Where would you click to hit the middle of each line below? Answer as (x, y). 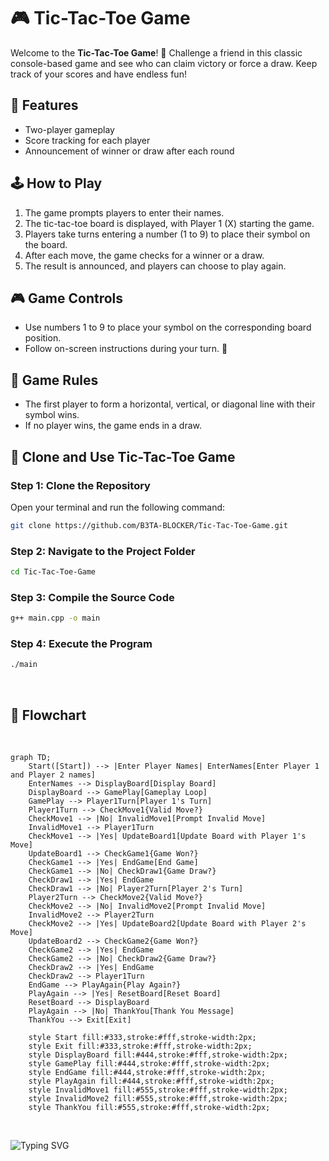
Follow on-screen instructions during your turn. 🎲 (126, 349)
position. (43, 338)
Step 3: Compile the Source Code (92, 597)
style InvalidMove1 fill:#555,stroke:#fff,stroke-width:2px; (158, 1090)
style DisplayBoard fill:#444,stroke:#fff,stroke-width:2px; (158, 1055)
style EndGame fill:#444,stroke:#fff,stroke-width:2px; (147, 1073)
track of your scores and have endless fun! (98, 74)
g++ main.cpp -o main (55, 618)
